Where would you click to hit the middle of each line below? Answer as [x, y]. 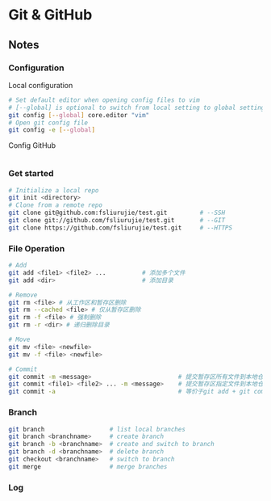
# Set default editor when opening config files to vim [104, 100]
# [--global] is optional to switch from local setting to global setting [137, 107]
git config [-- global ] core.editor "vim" [79, 115]
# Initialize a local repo [54, 190]
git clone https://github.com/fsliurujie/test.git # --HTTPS [120, 228]
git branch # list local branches [97, 429]
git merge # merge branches [88, 466]
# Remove [23, 295]
